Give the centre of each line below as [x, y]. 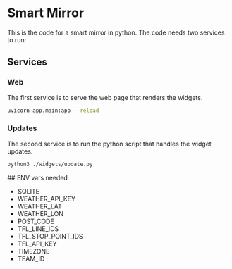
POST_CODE [36, 221]
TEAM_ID [31, 258]
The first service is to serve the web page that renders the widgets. [105, 97]
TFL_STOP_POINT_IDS [50, 236]
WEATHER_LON [40, 213]
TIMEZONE [33, 251]
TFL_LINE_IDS [38, 229]
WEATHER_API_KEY [47, 199]
